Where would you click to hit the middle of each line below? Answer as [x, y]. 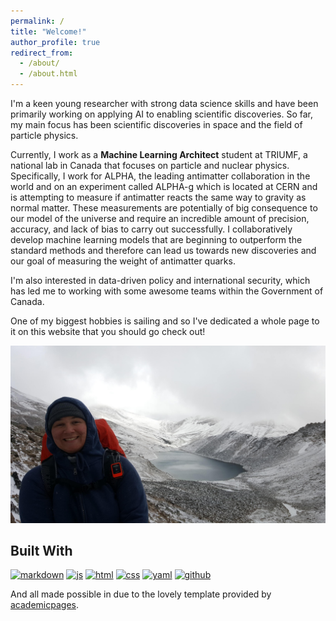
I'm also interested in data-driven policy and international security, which [160, 280]
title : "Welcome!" [48, 31]
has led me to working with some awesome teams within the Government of [167, 291]
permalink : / [37, 21]
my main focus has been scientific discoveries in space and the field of [156, 124]
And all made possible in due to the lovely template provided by [141, 594]
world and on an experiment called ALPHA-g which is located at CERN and [164, 186]
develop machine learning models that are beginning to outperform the [156, 239]
